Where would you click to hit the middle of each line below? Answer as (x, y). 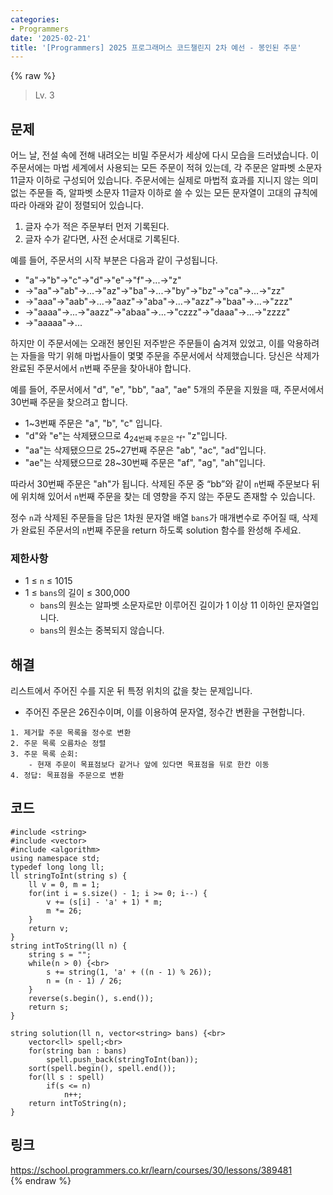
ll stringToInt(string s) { (69, 876)
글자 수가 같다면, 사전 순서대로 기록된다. (102, 239)
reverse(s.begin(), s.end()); (91, 998)
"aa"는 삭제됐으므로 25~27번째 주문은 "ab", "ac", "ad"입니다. (145, 450)
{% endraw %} (41, 1180)
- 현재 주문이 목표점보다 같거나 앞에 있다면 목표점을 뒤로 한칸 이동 (149, 764)
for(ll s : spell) (66, 1077)
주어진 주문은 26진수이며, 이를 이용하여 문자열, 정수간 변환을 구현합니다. (165, 712)
